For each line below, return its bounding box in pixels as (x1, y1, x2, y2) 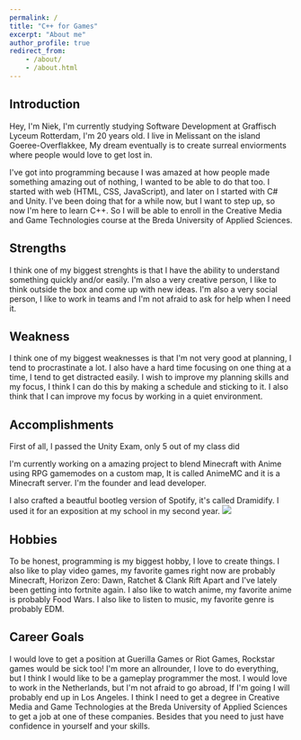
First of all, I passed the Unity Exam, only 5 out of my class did (9, 441, 240, 452)
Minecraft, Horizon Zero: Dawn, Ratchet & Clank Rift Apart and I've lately (9, 574, 278, 585)
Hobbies (9, 532, 58, 547)
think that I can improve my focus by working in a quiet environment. (9, 391, 263, 402)
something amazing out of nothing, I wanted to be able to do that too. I (9, 176, 270, 187)
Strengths (9, 240, 66, 257)
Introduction (9, 96, 81, 113)
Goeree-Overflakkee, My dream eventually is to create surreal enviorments (9, 140, 288, 150)
